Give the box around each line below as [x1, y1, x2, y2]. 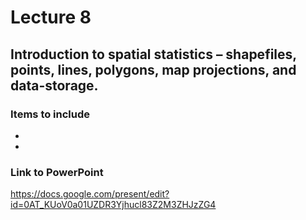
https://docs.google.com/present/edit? [10, 188, 170, 200]
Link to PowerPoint [10, 165, 104, 179]
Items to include [10, 107, 91, 121]
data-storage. [10, 77, 99, 94]
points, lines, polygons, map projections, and [10, 61, 297, 78]
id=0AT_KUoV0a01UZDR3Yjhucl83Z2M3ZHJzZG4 [10, 199, 217, 211]
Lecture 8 [10, 6, 92, 29]
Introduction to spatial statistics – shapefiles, [10, 46, 297, 63]
